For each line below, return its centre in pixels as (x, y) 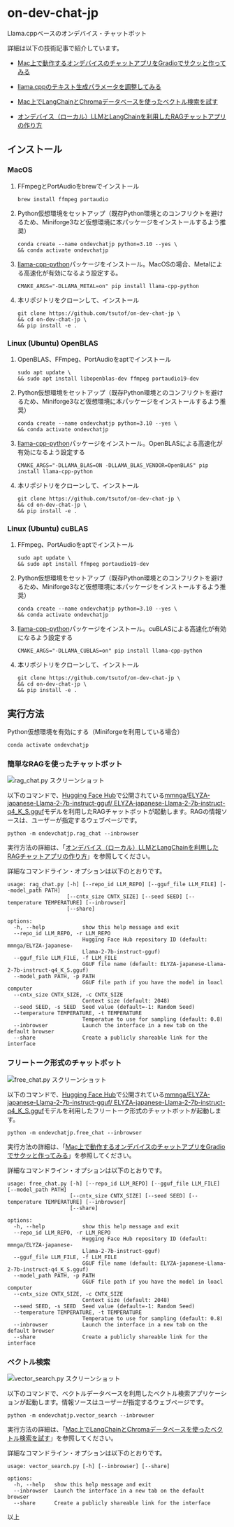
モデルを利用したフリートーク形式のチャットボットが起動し (129, 1111)
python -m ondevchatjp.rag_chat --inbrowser (73, 834)
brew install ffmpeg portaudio (63, 199)
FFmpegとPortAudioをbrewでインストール (78, 186)
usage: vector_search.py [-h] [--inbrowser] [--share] (89, 1466)
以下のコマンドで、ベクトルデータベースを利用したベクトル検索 (99, 1393)
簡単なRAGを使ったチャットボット (65, 763)
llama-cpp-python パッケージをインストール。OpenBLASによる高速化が (120, 443)
